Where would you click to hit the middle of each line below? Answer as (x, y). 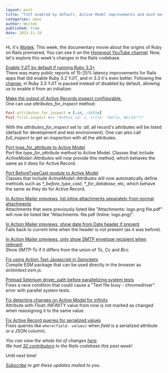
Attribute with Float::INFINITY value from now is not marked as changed (80, 305)
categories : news (24, 19)
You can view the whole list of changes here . (52, 341)
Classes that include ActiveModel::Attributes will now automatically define (82, 178)
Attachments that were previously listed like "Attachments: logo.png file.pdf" (84, 209)
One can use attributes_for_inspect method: (51, 104)
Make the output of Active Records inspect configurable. (64, 98)
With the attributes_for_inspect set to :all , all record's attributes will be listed (84, 127)
